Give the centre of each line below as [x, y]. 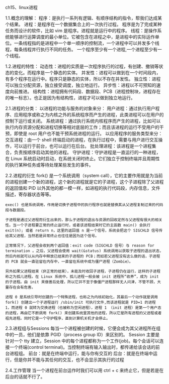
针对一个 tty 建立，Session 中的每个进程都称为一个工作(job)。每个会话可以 [82, 341]
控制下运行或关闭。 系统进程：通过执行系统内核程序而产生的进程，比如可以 [83, 121]
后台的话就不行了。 [25, 376]
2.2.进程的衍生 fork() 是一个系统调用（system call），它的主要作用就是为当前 [84, 175]
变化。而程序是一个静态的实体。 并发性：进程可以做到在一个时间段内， [87, 73]
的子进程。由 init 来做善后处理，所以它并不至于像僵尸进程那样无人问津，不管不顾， [81, 282]
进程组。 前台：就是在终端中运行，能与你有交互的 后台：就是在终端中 [81, 353]
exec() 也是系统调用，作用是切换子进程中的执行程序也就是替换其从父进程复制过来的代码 [84, 205]
